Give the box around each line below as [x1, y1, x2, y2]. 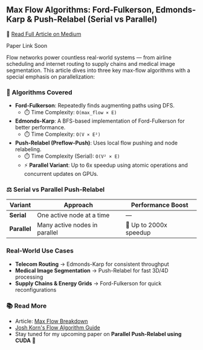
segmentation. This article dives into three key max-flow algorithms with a [6, 66, 190, 74]
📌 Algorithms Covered [6, 88, 72, 96]
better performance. [14, 124, 66, 131]
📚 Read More [6, 302, 47, 310]
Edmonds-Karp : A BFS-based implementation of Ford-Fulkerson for [14, 117, 185, 125]
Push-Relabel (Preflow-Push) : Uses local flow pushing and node [14, 139, 178, 147]
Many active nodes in [37, 221, 98, 229]
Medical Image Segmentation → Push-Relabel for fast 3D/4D [14, 267, 169, 274]
